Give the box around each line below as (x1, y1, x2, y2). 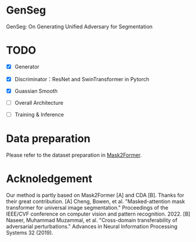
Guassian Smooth (14, 88, 58, 94)
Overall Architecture (14, 100, 64, 107)
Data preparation (6, 132, 91, 145)
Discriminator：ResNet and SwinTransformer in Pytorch (14, 75, 150, 82)
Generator (14, 63, 40, 70)
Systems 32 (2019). (6, 229, 54, 236)
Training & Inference (14, 111, 64, 118)
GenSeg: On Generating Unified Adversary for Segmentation (6, 23, 153, 30)
